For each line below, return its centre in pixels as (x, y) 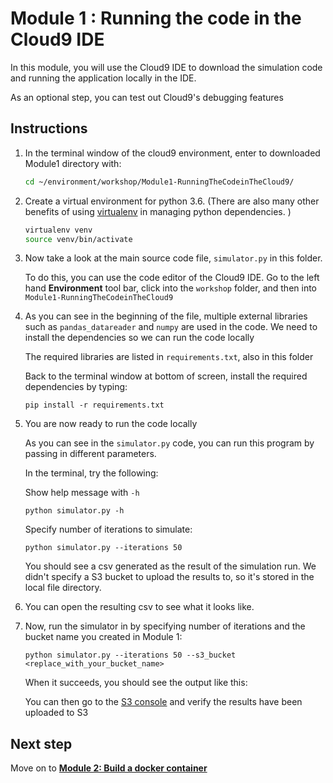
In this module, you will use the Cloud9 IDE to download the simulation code (166, 67)
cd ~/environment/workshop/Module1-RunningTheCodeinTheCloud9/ (159, 182)
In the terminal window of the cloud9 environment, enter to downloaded (172, 153)
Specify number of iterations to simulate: (108, 529)
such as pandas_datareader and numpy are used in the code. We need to (171, 327)
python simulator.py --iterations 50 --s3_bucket (130, 655)
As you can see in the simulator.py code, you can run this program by (169, 443)
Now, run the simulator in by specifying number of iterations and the (165, 626)
